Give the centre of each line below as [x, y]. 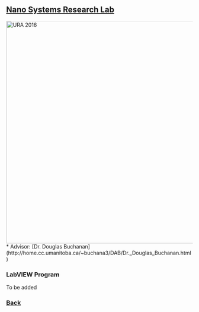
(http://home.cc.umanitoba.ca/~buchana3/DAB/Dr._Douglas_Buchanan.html [99, 253]
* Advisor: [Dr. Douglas [34, 246]
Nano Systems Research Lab [60, 10]
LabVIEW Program [33, 274]
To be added [22, 288]
